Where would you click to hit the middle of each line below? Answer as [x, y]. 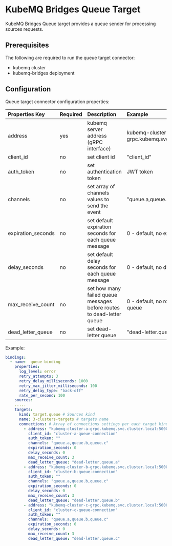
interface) [99, 148]
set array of [101, 186]
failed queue [102, 295]
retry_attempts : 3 [38, 376]
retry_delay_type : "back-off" [51, 391]
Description [102, 114]
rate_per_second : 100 [42, 395]
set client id [101, 157]
